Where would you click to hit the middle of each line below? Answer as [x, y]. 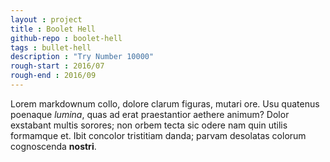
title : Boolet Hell [53, 29]
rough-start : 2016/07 [57, 66]
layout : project [46, 19]
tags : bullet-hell [51, 47]
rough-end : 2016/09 [53, 76]
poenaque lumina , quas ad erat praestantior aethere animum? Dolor [150, 114]
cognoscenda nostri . [53, 146]
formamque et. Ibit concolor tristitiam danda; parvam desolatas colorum [158, 135]
